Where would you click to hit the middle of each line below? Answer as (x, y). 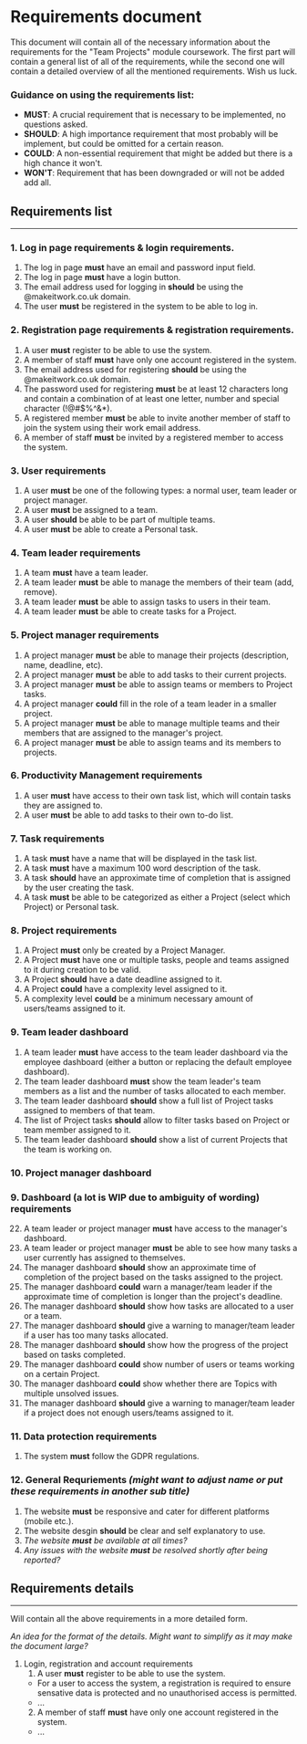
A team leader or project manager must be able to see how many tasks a (160, 1248)
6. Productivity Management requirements (107, 776)
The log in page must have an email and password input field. (139, 267)
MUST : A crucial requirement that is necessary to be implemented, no (154, 115)
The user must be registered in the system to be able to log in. (141, 307)
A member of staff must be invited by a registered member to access (153, 437)
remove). (41, 592)
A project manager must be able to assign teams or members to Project (158, 684)
